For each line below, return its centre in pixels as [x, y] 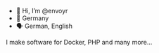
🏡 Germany [32, 18]
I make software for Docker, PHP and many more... [79, 42]
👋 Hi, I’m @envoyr [42, 11]
